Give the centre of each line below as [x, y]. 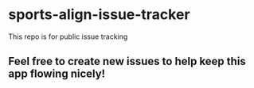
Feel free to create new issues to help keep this [127, 61]
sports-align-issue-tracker [99, 15]
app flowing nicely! [57, 74]
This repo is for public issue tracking [68, 36]
